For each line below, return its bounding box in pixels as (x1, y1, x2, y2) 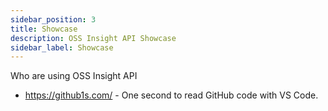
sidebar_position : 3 (10, 14, 97, 25)
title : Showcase (10, 24, 78, 34)
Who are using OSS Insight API (10, 70, 138, 82)
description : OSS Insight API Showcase (10, 33, 177, 43)
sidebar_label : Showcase (10, 42, 114, 53)
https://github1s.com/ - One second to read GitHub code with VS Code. (24, 89, 319, 101)
